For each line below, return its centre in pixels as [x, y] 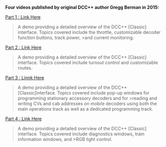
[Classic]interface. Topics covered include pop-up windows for [84, 93]
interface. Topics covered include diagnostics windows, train [81, 134]
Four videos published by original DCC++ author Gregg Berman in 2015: [82, 7]
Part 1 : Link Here [23, 17]
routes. [25, 68]
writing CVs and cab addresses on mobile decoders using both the [87, 104]
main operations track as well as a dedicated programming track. [85, 109]
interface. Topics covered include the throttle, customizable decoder [89, 32]
